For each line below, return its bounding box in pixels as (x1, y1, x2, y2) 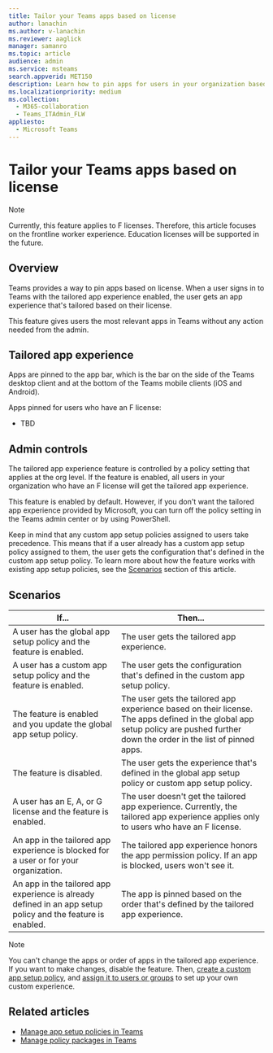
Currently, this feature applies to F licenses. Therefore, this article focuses (8, 221, 257, 230)
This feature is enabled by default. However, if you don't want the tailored (8, 497, 254, 507)
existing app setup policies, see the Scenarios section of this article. (8, 565, 237, 575)
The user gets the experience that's (120, 757, 258, 768)
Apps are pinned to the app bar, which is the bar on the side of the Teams (8, 369, 254, 379)
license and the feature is (12, 806, 109, 817)
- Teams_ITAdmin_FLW (15, 111, 85, 119)
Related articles (8, 1005, 89, 1019)
